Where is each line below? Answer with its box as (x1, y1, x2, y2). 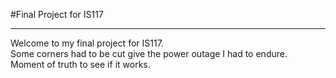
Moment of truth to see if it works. (10, 59, 151, 70)
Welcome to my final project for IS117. (10, 37, 164, 49)
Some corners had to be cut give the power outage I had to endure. (10, 48, 288, 59)
